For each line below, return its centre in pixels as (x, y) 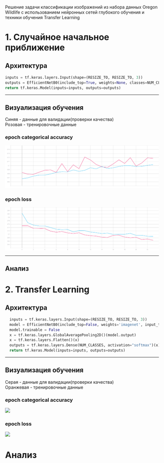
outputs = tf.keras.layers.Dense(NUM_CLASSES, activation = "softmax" (81, 345)
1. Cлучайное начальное (57, 37)
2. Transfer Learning (47, 289)
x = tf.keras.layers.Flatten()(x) (44, 340)
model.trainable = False (35, 330)
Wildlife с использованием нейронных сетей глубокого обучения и (75, 12)
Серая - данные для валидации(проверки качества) (60, 382)
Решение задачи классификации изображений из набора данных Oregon (81, 7)
